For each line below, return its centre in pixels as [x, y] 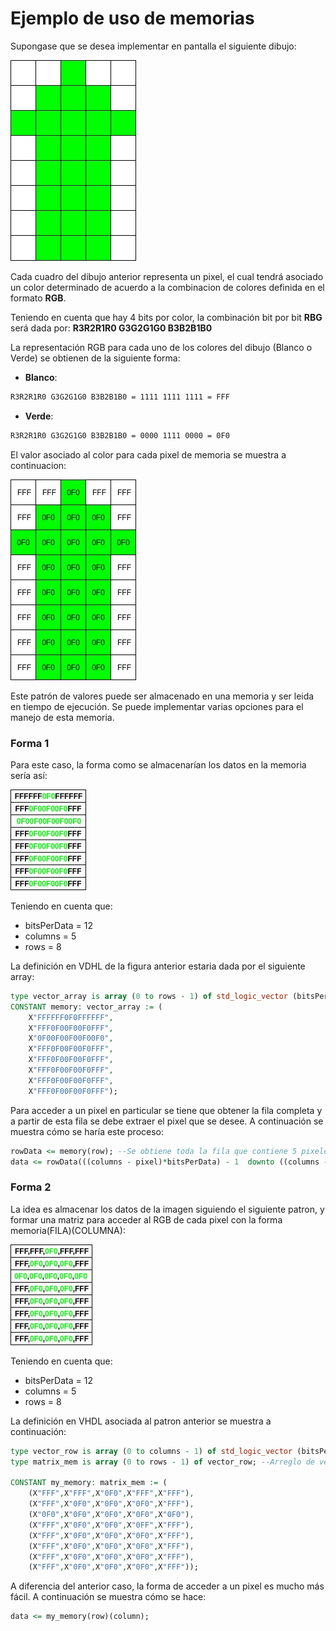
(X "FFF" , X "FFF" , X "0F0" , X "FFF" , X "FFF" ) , [111, 1493]
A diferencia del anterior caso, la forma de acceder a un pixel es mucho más [167, 1586]
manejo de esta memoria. [62, 717]
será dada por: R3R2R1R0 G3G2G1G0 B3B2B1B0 [111, 328]
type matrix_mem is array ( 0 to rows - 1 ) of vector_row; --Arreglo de [162, 1462]
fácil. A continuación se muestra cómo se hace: [108, 1597]
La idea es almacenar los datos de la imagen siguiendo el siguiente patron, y [167, 1209]
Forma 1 [30, 743]
